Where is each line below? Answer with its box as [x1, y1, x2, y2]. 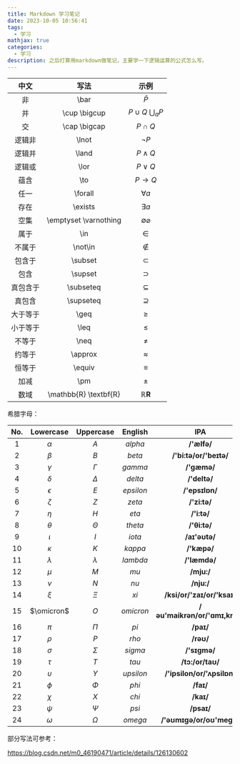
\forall [74, 188, 94, 198]
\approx [71, 349, 98, 359]
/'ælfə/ [188, 439, 213, 449]
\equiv [73, 362, 95, 372]
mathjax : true [7, 37, 50, 44]
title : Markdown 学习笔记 [7, 10, 81, 18]
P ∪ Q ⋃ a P [128, 107, 164, 119]
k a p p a [124, 543, 146, 553]
